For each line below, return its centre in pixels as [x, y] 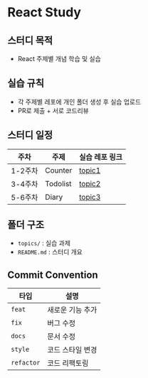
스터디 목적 [30, 40]
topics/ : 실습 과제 [44, 243]
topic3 [90, 197]
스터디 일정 [30, 135]
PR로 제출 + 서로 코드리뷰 [53, 110]
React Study [44, 12]
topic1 [90, 170]
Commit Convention [53, 275]
